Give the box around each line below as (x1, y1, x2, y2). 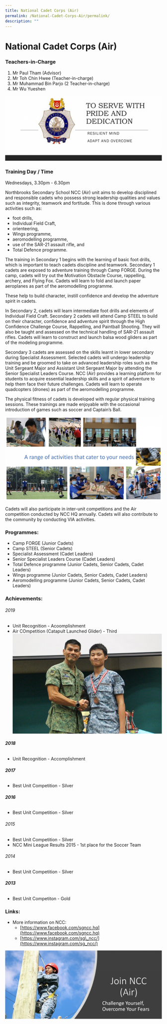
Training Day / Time (5, 168, 54, 175)
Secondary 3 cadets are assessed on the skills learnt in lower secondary (5, 349, 154, 355)
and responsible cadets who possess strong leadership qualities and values (5, 195, 161, 201)
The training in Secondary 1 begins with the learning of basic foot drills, (5, 256, 151, 262)
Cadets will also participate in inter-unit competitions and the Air (5, 506, 137, 512)
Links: (5, 908, 20, 915)
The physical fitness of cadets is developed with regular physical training (5, 396, 155, 402)
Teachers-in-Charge (5, 58, 56, 65)
